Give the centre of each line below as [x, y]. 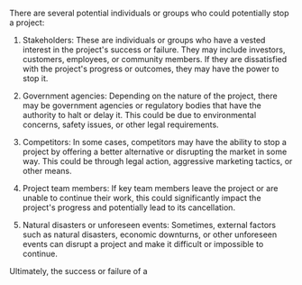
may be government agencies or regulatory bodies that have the [142, 106]
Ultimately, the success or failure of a [78, 271]
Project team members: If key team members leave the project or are [150, 188]
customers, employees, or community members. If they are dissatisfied [155, 59]
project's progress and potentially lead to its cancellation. [129, 207]
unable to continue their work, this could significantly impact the [142, 198]
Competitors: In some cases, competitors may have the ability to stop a [154, 142]
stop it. [35, 78]
